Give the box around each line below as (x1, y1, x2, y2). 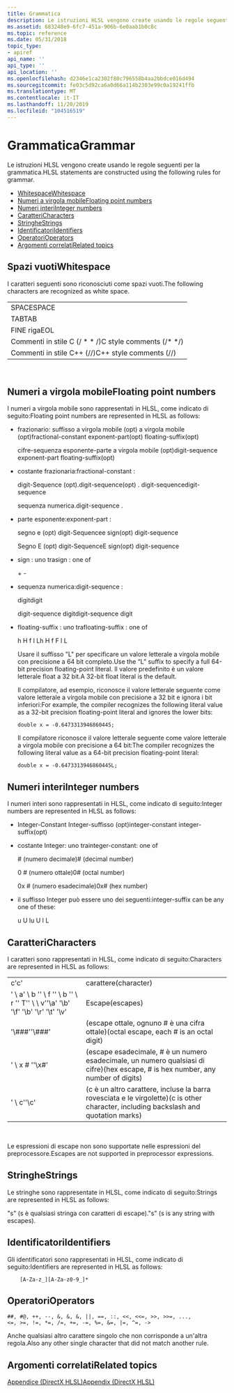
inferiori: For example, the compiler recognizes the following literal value (17, 701, 223, 709)
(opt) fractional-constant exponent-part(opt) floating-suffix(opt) (17, 433, 199, 441)
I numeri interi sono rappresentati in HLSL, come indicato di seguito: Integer (7, 800, 223, 808)
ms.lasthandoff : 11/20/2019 (7, 101, 89, 108)
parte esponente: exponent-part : (17, 515, 111, 524)
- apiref (7, 50, 33, 56)
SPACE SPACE (10, 303, 56, 312)
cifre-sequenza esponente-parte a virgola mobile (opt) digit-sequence (17, 446, 218, 455)
